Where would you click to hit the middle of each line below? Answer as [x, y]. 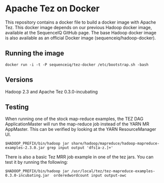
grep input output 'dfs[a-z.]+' [80, 148]
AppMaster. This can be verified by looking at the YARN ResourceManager [81, 129]
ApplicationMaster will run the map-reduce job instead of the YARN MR [77, 124]
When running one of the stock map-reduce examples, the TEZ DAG [74, 119]
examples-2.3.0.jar [25, 148]
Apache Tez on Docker [52, 9]
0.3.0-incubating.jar [27, 176]
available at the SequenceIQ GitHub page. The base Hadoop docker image [81, 32]
